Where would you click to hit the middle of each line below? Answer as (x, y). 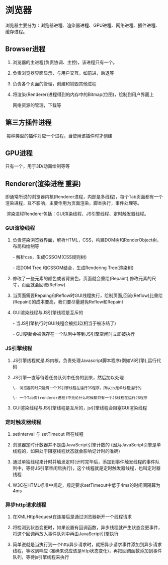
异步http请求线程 (26, 505)
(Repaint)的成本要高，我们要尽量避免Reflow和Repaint (68, 302)
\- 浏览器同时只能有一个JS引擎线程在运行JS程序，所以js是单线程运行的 (77, 388)
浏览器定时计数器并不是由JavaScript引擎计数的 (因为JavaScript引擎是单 (87, 445)
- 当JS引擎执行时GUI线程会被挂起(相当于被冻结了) (64, 323)
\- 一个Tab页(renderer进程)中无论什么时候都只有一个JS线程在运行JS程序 (80, 398)
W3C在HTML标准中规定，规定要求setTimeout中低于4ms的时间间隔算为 (86, 485)
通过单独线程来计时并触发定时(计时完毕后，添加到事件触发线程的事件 (84, 462)
